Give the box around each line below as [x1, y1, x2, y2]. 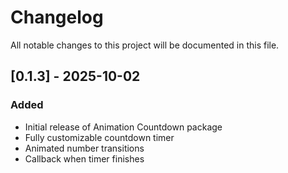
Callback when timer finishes [24, 152, 145, 165]
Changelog [10, 6, 104, 29]
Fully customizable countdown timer [24, 131, 175, 143]
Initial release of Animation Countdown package [24, 121, 223, 133]
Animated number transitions [24, 142, 145, 154]
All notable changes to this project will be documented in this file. [10, 39, 280, 51]
